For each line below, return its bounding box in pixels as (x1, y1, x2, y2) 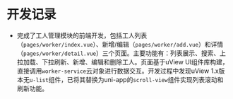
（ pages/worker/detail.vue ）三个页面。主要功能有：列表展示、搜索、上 (16, 49, 227, 57)
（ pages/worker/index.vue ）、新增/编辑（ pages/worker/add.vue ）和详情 (16, 40, 224, 48)
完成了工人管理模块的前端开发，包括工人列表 (16, 31, 148, 40)
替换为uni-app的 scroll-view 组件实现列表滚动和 (85, 75, 224, 83)
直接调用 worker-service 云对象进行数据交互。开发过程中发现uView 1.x (16, 66, 220, 75)
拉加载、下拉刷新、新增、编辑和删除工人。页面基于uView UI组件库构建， (16, 57, 229, 66)
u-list (29, 76, 49, 83)
